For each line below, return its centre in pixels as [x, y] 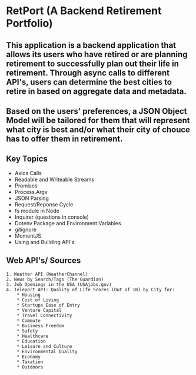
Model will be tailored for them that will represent [98, 120]
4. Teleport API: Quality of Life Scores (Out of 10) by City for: [91, 290]
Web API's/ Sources [44, 261]
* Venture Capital [39, 310]
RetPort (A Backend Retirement [84, 11]
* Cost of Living [38, 300]
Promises [26, 185]
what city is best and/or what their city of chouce [98, 129]
